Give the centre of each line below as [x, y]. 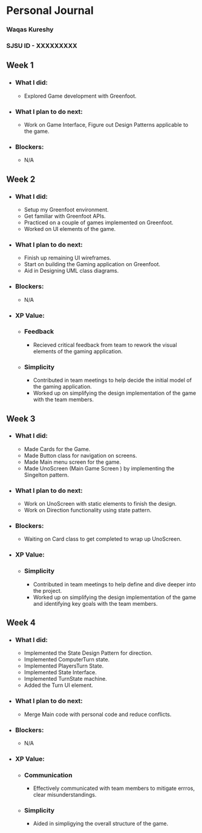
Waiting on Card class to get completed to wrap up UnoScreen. [103, 539]
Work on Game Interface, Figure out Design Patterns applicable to [106, 125]
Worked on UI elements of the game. [70, 229]
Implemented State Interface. [60, 672]
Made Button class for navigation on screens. [80, 455]
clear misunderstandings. [65, 795]
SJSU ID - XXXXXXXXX [42, 46]
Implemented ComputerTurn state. [67, 660]
